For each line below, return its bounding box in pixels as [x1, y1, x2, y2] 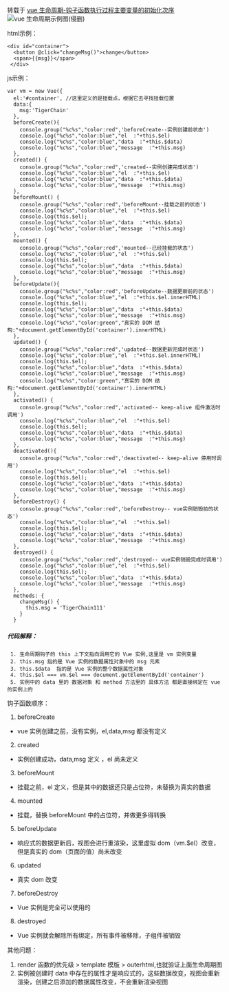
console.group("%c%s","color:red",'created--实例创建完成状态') [19, 164, 199, 171]
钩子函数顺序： [7, 699, 50, 707]
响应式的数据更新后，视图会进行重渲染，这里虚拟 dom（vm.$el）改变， [17, 839, 220, 847]
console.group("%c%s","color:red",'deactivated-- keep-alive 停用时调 [19, 455, 222, 462]
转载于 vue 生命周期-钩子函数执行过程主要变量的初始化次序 [7, 6, 175, 14]
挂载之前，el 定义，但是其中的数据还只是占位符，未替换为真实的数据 [17, 783, 211, 791]
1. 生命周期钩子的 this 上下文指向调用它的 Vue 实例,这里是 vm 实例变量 [10, 651, 197, 658]
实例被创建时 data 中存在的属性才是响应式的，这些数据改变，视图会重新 [17, 969, 220, 977]
